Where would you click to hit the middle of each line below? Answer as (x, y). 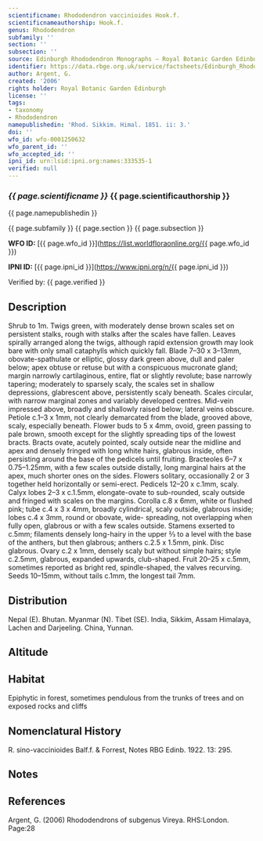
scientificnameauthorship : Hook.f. (66, 23)
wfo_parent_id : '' (38, 147)
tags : (17, 103)
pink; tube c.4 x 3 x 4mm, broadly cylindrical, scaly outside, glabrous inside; (131, 509)
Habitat (27, 679)
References (37, 801)
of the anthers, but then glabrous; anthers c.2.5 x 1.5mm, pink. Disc (116, 543)
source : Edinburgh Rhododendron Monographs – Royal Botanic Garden (121, 60)
